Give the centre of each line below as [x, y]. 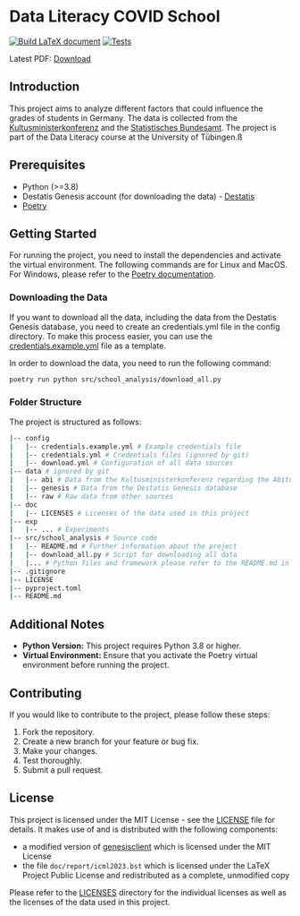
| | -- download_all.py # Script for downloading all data [124, 555]
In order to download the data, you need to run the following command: [140, 363]
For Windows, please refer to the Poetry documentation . [112, 274]
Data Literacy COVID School [115, 17]
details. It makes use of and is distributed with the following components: [144, 829]
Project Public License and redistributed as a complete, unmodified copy [156, 875]
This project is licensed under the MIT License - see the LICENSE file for [142, 819]
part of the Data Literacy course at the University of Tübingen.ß [126, 137]
